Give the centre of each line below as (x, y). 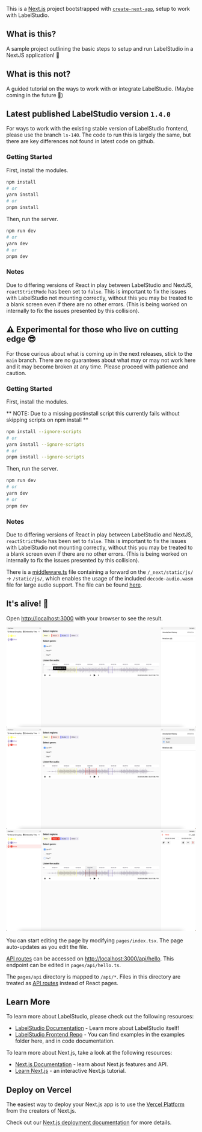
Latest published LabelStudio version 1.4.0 (89, 114)
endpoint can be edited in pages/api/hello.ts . (64, 965)
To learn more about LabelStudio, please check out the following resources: (100, 1017)
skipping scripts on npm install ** (47, 420)
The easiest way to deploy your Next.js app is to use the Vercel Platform (96, 1104)
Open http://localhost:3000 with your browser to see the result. (85, 618)
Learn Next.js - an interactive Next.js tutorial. (70, 1071)
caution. (16, 373)
